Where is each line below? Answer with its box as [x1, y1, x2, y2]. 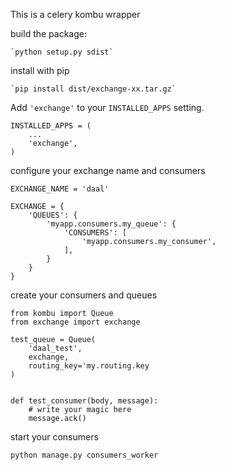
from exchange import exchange [10, 317, 141, 327]
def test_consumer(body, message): [10, 396, 159, 406]
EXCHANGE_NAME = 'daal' [10, 184, 110, 194]
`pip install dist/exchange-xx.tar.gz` [10, 84, 177, 94]
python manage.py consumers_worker [10, 450, 159, 460]
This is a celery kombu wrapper [10, 9, 141, 20]
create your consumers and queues [10, 289, 158, 301]
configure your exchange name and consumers [10, 165, 206, 176]
